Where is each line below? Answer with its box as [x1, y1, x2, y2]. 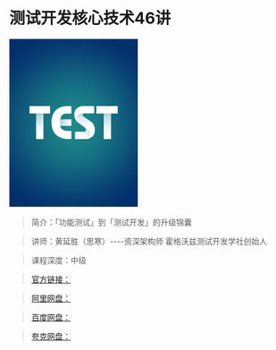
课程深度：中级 [30, 254, 87, 265]
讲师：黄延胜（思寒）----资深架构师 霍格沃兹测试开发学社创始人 [30, 235, 268, 246]
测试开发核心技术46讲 [9, 8, 171, 29]
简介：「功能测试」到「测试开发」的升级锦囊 [30, 217, 192, 227]
